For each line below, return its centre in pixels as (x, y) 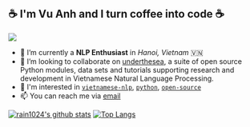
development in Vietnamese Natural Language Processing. (117, 78)
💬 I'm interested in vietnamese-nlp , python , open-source (111, 86)
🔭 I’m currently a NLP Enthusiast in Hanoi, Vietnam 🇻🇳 (111, 52)
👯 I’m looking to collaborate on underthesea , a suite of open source (131, 61)
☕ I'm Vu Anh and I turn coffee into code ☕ (117, 14)
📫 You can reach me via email (70, 96)
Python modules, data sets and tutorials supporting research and (127, 69)
